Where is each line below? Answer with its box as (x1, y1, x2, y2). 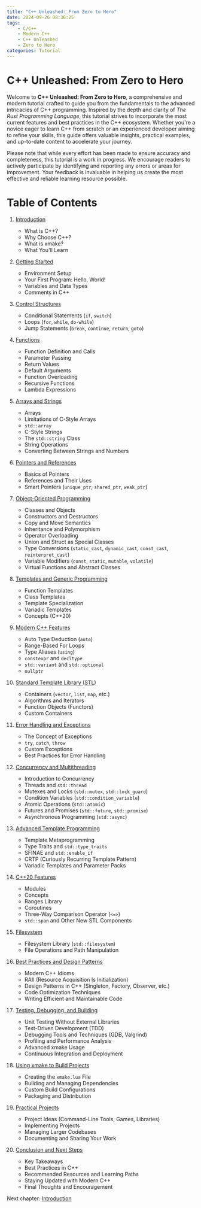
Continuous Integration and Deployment (24, 1050, 123, 1057)
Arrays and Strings (15, 397, 62, 405)
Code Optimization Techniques (24, 988, 101, 995)
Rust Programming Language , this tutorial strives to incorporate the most (7, 112, 187, 120)
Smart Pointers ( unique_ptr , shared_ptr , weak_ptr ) (24, 483, 148, 490)
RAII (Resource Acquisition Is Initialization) (24, 976, 129, 983)
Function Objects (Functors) (24, 703, 94, 710)
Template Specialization (24, 599, 84, 606)
